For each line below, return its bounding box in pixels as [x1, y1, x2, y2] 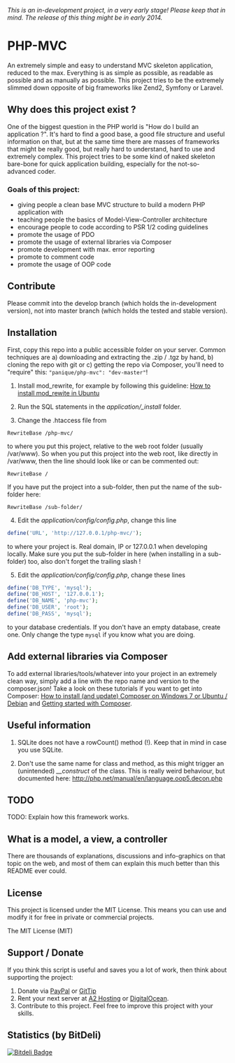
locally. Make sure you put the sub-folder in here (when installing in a [7, 550, 206, 558]
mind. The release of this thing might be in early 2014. [7, 13, 163, 22]
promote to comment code [17, 252, 94, 262]
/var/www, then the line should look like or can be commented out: [7, 456, 199, 465]
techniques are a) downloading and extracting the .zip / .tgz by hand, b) [7, 353, 214, 361]
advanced [7, 167, 36, 175]
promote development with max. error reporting [17, 245, 155, 254]
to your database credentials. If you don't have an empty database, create [7, 623, 221, 631]
